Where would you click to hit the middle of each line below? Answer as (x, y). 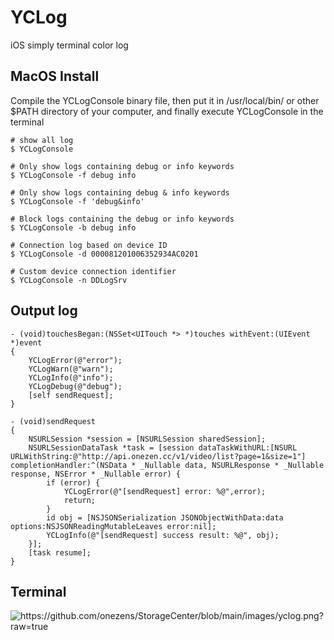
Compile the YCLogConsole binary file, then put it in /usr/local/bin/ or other (165, 100)
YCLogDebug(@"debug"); (75, 386)
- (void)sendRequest (53, 421)
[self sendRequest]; (71, 395)
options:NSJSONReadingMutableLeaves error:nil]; (113, 526)
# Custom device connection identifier (93, 271)
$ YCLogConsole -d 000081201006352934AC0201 (104, 254)
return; (80, 500)
